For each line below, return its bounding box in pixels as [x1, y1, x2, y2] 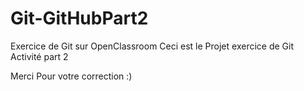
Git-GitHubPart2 [10, 7, 149, 30]
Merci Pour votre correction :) [10, 70, 133, 82]
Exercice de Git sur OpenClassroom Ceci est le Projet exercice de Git [10, 40, 294, 52]
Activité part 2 [10, 50, 69, 62]
